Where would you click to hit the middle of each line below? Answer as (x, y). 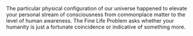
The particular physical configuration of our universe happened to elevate (97, 8)
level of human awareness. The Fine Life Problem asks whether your (90, 21)
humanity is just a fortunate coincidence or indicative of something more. (96, 27)
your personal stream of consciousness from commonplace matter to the (96, 15)
